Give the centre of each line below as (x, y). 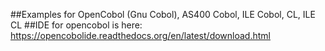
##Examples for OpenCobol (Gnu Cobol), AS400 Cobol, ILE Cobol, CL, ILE (163, 14)
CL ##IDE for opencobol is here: (76, 25)
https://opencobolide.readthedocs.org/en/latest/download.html (140, 35)
